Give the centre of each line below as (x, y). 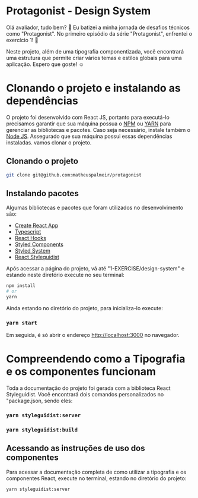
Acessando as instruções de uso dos (76, 448)
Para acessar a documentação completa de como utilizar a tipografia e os (96, 472)
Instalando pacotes (42, 193)
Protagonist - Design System (79, 11)
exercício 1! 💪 (22, 40)
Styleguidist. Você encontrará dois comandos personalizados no (85, 395)
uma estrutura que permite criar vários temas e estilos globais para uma (94, 58)
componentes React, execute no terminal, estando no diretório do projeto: (96, 478)
